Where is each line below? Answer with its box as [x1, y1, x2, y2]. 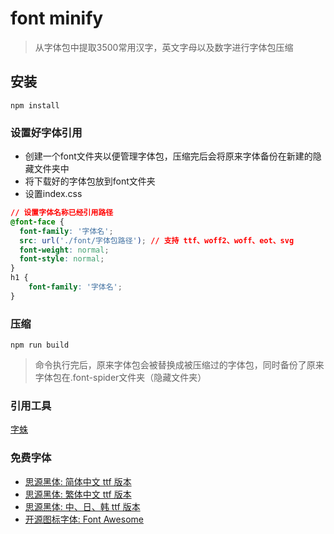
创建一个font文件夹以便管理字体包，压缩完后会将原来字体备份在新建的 [24, 150, 313, 162]
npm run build [10, 340, 70, 351]
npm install [10, 100, 60, 111]
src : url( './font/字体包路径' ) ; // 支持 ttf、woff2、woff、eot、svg [19, 235, 295, 246]
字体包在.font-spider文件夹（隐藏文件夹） [34, 372, 207, 384]
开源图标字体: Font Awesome [24, 513, 144, 525]
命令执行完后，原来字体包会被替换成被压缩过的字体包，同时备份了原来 [34, 359, 325, 371]
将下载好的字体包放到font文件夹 [24, 175, 156, 187]
